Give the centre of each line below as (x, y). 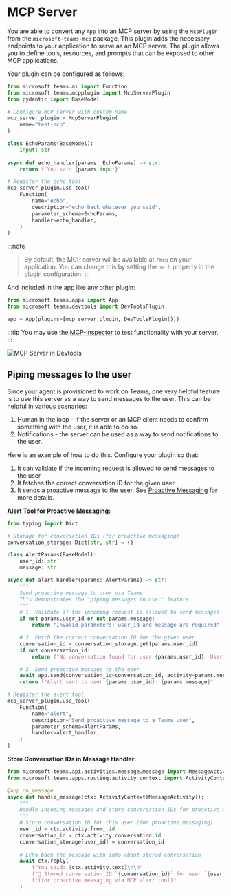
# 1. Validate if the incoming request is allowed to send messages (120, 612)
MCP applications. (33, 60)
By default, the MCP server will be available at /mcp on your (108, 260)
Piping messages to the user (69, 374)
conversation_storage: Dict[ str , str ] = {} (70, 543)
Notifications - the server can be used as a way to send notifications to (118, 434)
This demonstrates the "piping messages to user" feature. (106, 599)
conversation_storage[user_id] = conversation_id (92, 842)
